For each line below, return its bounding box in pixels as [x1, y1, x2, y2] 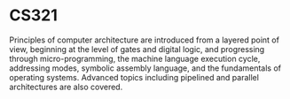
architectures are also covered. [9, 81, 123, 92]
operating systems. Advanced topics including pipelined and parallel [9, 72, 260, 82]
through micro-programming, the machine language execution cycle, [9, 53, 261, 64]
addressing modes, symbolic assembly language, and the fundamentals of [9, 63, 282, 73]
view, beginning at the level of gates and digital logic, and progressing [9, 43, 265, 54]
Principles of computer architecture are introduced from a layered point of [9, 34, 279, 45]
